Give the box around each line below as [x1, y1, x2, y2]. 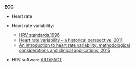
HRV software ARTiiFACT [11, 57, 62, 62]
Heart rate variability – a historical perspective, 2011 [19, 37, 123, 43]
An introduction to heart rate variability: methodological [19, 42, 130, 48]
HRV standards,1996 [19, 32, 60, 38]
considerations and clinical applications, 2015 [19, 48, 111, 53]
